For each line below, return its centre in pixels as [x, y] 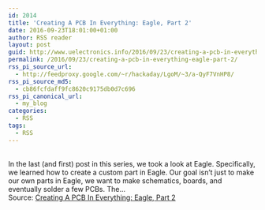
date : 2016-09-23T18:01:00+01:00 [63, 30]
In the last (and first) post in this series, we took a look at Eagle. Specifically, [132, 163]
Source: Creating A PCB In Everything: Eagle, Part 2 [92, 197]
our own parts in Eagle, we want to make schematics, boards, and [115, 180]
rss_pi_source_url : [40, 67]
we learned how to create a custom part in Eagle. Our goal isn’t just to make [131, 172]
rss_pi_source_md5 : [40, 81]
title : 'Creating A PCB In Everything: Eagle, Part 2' [100, 23]
